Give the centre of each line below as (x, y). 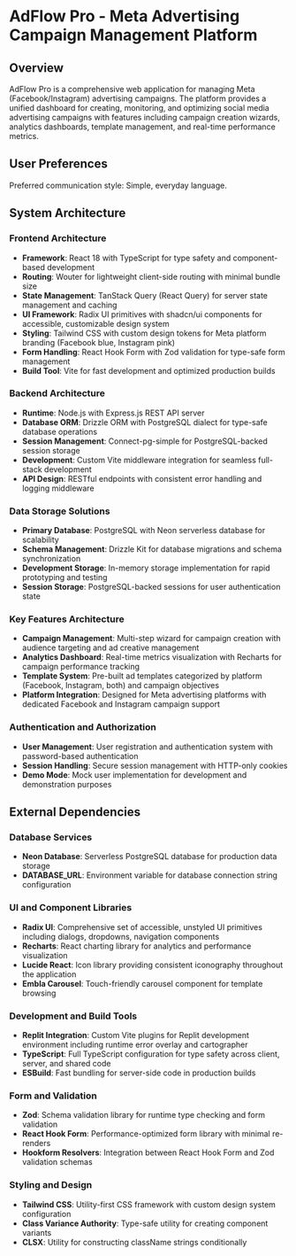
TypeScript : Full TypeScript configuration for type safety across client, (151, 1054)
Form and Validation (53, 1096)
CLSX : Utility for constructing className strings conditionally (134, 1242)
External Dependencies (75, 812)
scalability (40, 540)
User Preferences (58, 164)
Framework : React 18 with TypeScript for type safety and (126, 258)
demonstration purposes (67, 784)
